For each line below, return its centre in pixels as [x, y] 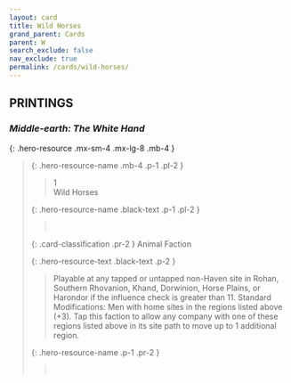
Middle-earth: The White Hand [77, 128]
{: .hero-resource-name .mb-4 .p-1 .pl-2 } [107, 165]
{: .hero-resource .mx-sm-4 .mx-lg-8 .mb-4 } [92, 148]
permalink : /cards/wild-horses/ [69, 68]
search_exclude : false [51, 51]
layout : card [33, 17]
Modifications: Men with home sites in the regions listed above [168, 306]
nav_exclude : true [43, 59]
